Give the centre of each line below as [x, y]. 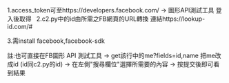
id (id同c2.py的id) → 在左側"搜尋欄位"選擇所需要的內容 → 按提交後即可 [113, 64]
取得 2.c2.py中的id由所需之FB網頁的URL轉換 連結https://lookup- [112, 19]
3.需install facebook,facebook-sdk [56, 41]
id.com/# [20, 27]
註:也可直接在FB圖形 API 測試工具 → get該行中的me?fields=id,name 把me [111, 55]
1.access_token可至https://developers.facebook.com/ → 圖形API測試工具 [111, 10]
